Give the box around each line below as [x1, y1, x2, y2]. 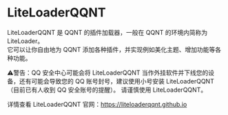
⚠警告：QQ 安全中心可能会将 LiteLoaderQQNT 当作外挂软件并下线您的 [7, 68, 209, 77]
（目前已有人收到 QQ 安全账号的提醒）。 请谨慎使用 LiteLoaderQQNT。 [7, 86, 207, 94]
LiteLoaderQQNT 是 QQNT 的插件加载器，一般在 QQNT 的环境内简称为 [7, 28, 208, 36]
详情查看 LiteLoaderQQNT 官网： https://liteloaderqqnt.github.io [7, 100, 187, 108]
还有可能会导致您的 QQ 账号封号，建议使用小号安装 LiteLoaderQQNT [19, 77, 215, 85]
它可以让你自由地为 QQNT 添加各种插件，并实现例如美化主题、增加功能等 [7, 45, 216, 53]
